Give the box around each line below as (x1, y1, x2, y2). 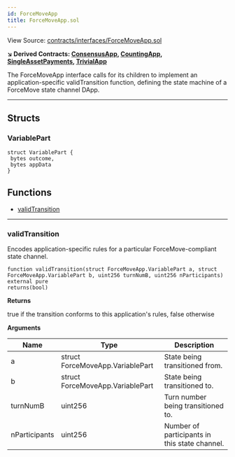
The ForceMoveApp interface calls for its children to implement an (7, 71, 198, 79)
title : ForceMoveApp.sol (7, 17, 80, 24)
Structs (7, 112, 41, 124)
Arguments (7, 323, 41, 332)
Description (174, 340, 215, 350)
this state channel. (164, 439, 225, 449)
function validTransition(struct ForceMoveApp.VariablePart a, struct (7, 266, 218, 273)
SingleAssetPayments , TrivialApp (7, 57, 107, 65)
